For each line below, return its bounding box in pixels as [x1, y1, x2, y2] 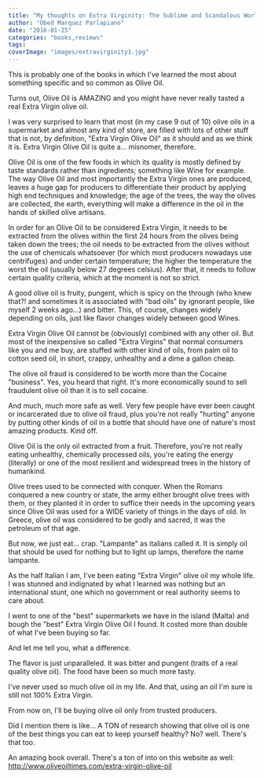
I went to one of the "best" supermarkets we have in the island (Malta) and [8, 611, 250, 621]
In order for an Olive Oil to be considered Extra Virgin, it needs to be [8, 223, 228, 232]
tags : [8, 41, 26, 49]
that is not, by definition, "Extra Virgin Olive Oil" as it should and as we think [8, 134, 253, 143]
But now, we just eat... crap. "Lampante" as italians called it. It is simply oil [8, 539, 247, 548]
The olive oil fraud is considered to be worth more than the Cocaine [8, 369, 227, 378]
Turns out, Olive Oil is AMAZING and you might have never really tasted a [8, 94, 245, 102]
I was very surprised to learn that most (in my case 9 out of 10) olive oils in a [8, 117, 255, 126]
